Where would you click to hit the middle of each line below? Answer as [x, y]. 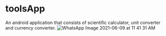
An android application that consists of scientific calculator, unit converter [83, 22]
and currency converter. [31, 27]
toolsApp [25, 9]
